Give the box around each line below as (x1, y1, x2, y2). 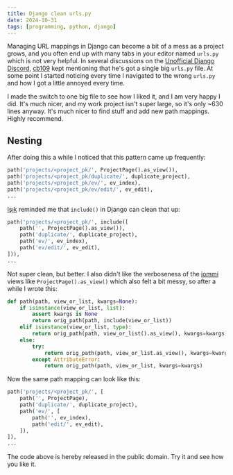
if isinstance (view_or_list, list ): (19, 304, 126, 311)
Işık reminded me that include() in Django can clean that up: (7, 205, 180, 213)
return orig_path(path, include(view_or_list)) (32, 317, 172, 324)
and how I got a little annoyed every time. (7, 79, 126, 87)
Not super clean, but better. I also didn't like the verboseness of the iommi (7, 269, 219, 278)
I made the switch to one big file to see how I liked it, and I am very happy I (7, 92, 221, 101)
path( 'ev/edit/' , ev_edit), (19, 244, 101, 251)
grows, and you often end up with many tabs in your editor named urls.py (7, 49, 219, 58)
